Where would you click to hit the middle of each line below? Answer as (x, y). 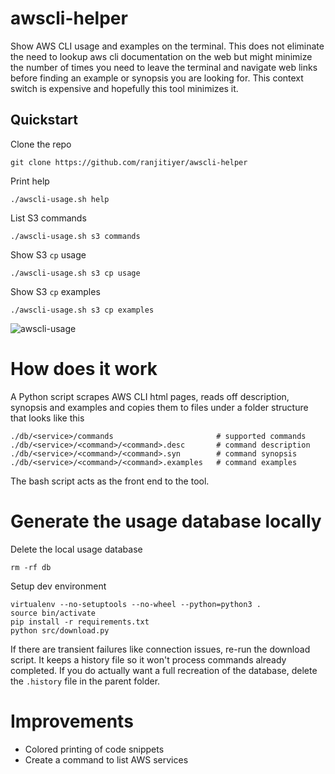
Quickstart (44, 120)
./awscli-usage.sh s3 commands (75, 236)
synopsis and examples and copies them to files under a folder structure (159, 407)
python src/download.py (60, 630)
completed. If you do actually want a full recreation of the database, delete (164, 670)
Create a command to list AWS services (106, 759)
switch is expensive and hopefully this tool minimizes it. (124, 88)
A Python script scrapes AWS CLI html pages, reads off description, (150, 396)
